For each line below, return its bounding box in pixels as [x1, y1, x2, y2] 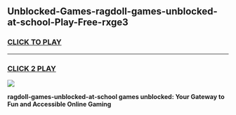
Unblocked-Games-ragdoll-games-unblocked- [7, 6, 218, 17]
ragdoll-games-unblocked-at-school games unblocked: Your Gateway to [7, 92, 225, 100]
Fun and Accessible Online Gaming [7, 100, 112, 108]
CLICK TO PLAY [7, 38, 62, 47]
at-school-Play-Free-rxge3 [7, 17, 129, 29]
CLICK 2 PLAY [7, 63, 56, 73]
